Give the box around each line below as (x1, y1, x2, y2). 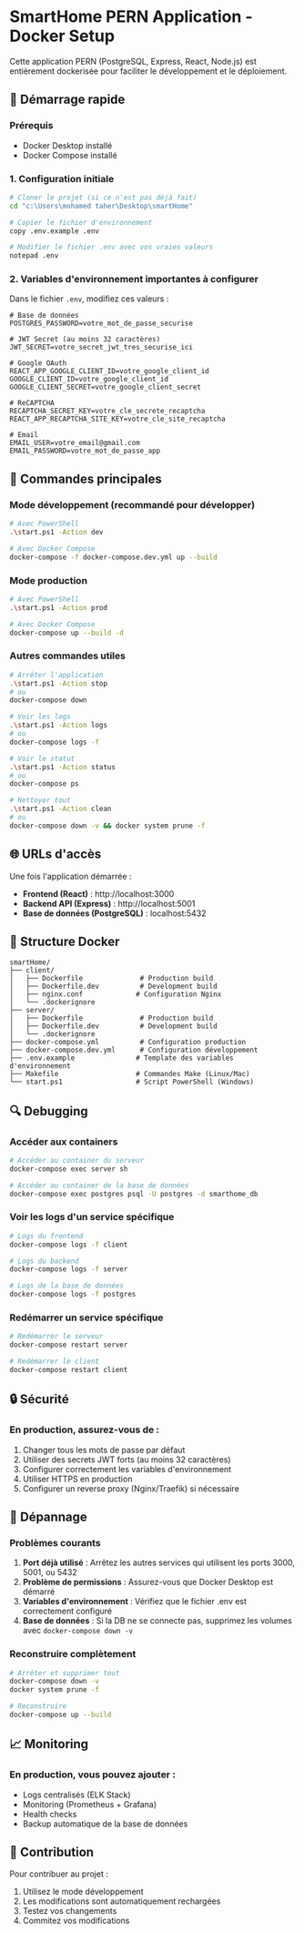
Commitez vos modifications (22, 1915, 130, 1927)
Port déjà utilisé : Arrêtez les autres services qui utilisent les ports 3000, (22, 1557, 296, 1568)
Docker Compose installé (22, 149, 117, 160)
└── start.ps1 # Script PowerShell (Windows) (9, 1077, 255, 1087)
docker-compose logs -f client (9, 1240, 128, 1249)
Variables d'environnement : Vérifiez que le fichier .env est (22, 1596, 248, 1607)
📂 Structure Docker (9, 933, 120, 949)
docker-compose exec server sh (9, 1164, 128, 1174)
